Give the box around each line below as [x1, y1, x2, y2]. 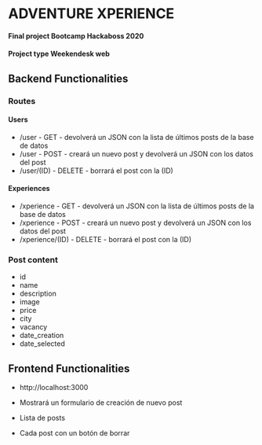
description [19, 289, 56, 299]
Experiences [8, 184, 50, 193]
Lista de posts [19, 414, 65, 423]
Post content [8, 255, 59, 266]
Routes [8, 95, 36, 106]
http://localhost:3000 [19, 383, 89, 392]
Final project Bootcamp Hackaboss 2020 [8, 31, 144, 40]
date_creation [19, 331, 64, 340]
